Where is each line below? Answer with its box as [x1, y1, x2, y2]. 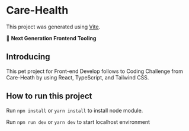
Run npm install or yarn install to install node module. [6, 107, 143, 114]
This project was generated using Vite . [6, 23, 101, 30]
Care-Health [6, 4, 69, 17]
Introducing [6, 52, 50, 62]
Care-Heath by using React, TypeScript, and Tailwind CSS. [6, 74, 149, 81]
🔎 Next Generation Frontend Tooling [6, 34, 97, 41]
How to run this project [6, 91, 92, 101]
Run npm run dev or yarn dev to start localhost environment [6, 118, 150, 125]
